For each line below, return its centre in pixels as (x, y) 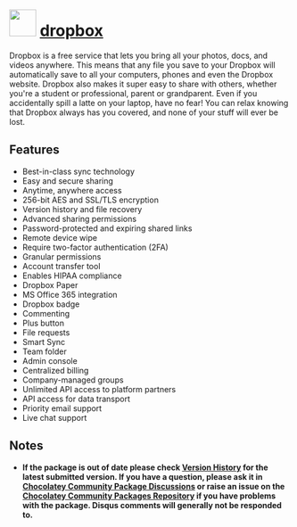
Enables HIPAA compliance (72, 276)
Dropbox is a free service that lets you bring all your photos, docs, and (139, 55)
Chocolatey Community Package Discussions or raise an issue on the (153, 486)
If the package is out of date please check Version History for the (145, 467)
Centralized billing (55, 370)
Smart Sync (44, 342)
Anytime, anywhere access (72, 190)
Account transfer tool (61, 266)
